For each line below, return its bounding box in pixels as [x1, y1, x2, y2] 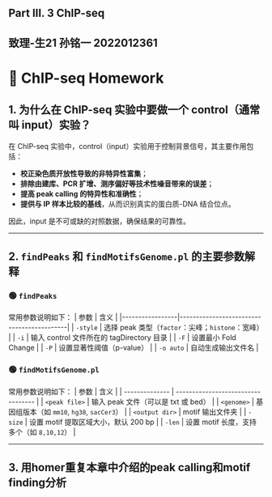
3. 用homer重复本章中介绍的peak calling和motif [8, 461, 251, 474]
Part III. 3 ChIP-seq [8, 6, 105, 20]
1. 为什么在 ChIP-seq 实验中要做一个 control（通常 [8, 103, 261, 117]
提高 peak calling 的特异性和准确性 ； [19, 189, 144, 198]
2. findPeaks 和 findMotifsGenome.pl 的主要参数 [8, 250, 245, 264]
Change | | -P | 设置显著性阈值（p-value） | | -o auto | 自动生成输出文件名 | [8, 343, 259, 353]
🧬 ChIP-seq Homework [8, 69, 164, 87]
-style [75, 324, 99, 333]
